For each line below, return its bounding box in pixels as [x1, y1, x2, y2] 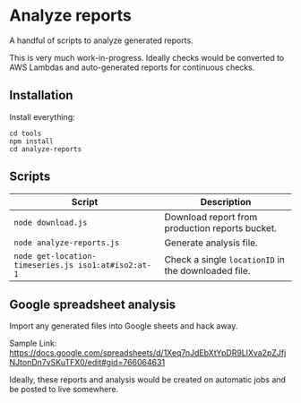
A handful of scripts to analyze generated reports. [9, 35, 194, 46]
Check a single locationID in [164, 253, 285, 265]
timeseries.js [13, 260, 74, 270]
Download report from [164, 210, 258, 223]
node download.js [13, 217, 88, 227]
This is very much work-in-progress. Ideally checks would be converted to [9, 52, 285, 63]
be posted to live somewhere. [9, 384, 119, 395]
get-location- [36, 251, 97, 261]
